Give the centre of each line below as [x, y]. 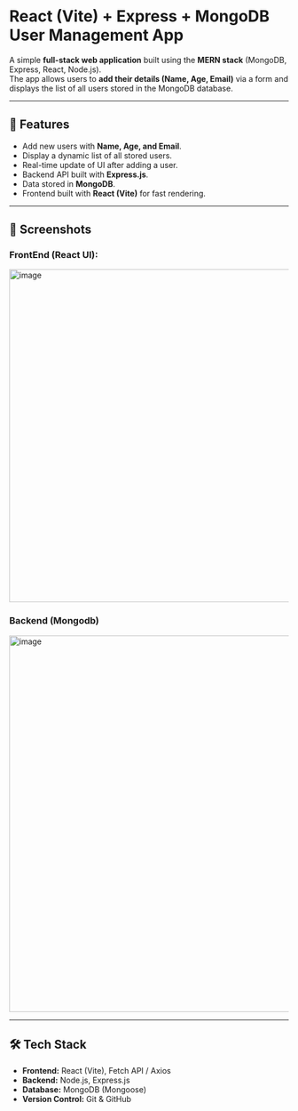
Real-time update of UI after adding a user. [100, 165]
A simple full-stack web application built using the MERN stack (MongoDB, [148, 60]
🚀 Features [39, 125]
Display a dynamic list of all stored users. [97, 155]
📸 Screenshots [51, 230]
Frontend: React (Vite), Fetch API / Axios [96, 1070]
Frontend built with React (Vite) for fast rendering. [114, 193]
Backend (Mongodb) [54, 621]
